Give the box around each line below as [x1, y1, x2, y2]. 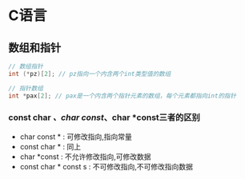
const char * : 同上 [19, 141, 82, 151]
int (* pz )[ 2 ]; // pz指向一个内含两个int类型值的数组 [8, 70, 171, 78]
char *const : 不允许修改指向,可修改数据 [19, 152, 151, 161]
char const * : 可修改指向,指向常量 [19, 132, 132, 141]
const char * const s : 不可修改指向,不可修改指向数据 [19, 161, 194, 171]
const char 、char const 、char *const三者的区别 [8, 112, 200, 123]
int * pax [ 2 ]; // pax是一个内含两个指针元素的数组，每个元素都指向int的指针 [8, 92, 236, 100]
